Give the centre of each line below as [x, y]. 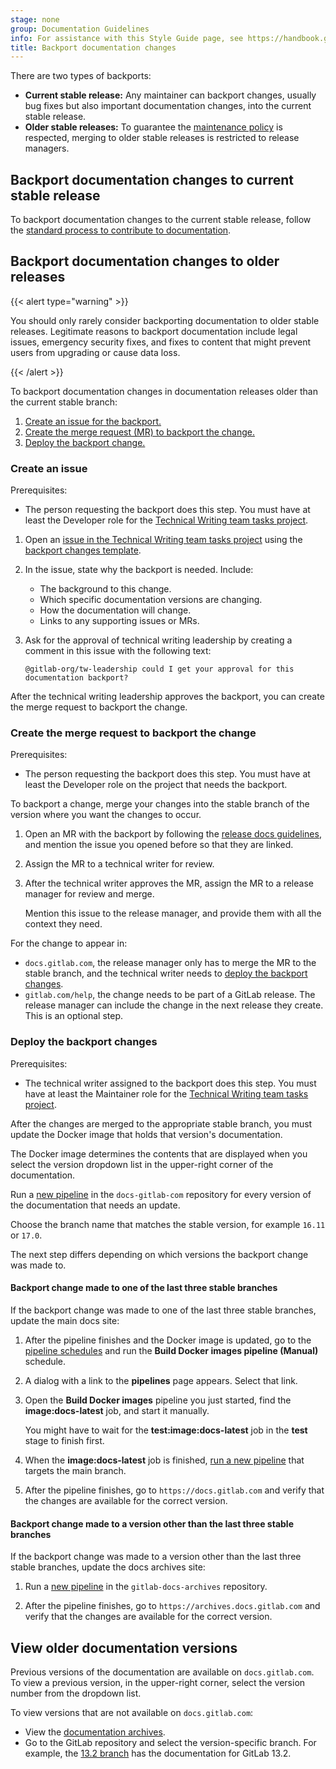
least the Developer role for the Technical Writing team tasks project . [166, 520]
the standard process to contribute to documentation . [121, 230]
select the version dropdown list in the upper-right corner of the [142, 1164]
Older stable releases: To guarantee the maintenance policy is [153, 127]
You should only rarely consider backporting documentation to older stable [165, 320]
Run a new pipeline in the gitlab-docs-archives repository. [146, 1587]
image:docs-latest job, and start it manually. [117, 1410]
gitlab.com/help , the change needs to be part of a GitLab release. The [170, 995]
